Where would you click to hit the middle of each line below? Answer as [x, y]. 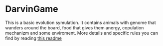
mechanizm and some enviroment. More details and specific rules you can [82, 33]
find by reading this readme [34, 38]
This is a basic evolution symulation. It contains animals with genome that [81, 23]
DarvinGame [32, 9]
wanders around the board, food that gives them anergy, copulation [75, 27]
